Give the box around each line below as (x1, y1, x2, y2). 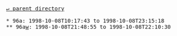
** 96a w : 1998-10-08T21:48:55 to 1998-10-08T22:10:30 (6, 24, 171, 30)
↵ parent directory (6, 5, 65, 12)
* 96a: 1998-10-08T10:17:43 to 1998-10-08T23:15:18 (6, 18, 165, 24)
